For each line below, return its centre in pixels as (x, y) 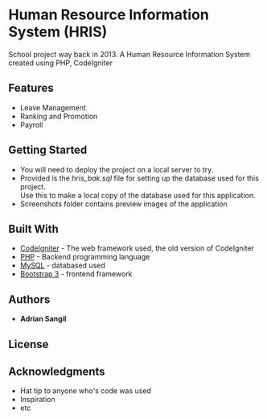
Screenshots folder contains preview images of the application (123, 204)
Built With (33, 228)
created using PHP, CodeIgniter (61, 63)
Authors (29, 299)
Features (31, 88)
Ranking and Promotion (59, 116)
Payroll (31, 124)
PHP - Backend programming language (85, 257)
